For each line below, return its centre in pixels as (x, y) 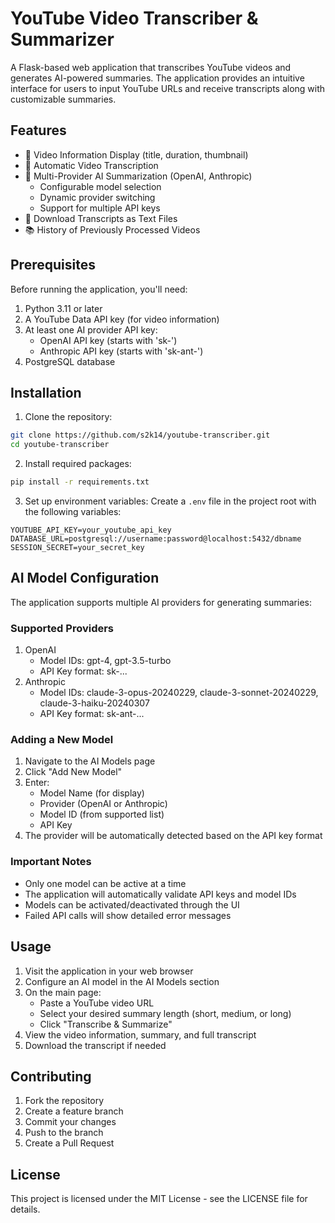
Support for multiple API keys (100, 208)
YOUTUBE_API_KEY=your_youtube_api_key (91, 530)
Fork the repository (64, 1101)
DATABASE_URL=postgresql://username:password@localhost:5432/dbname (156, 539)
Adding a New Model (62, 740)
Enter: (37, 783)
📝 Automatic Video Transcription (91, 165)
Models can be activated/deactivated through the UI (132, 904)
